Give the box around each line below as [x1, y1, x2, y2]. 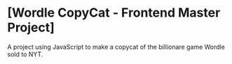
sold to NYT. [7, 50, 43, 58]
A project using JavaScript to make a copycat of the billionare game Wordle [7, 42, 226, 51]
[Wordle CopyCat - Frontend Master [7, 5, 221, 21]
